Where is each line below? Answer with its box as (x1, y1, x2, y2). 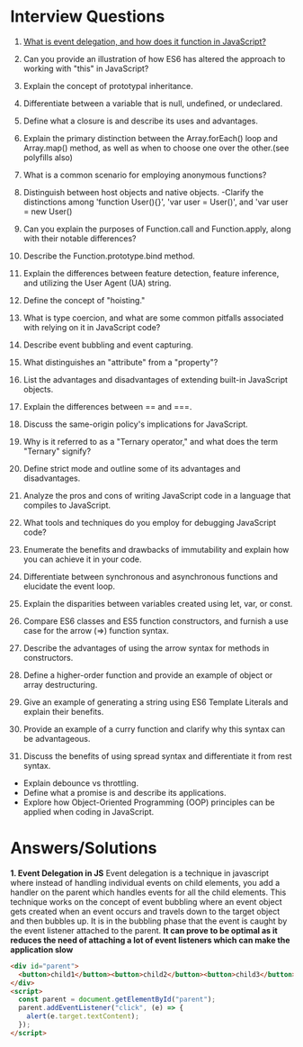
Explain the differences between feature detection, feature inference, (22, 267, 280, 278)
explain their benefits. (22, 706, 104, 717)
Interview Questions (10, 6, 165, 27)
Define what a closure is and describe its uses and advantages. (22, 115, 259, 126)
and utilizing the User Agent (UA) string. (22, 277, 172, 288)
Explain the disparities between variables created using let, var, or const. (22, 598, 293, 609)
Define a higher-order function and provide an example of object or (22, 669, 273, 681)
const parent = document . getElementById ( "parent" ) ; (18, 995, 217, 1005)
